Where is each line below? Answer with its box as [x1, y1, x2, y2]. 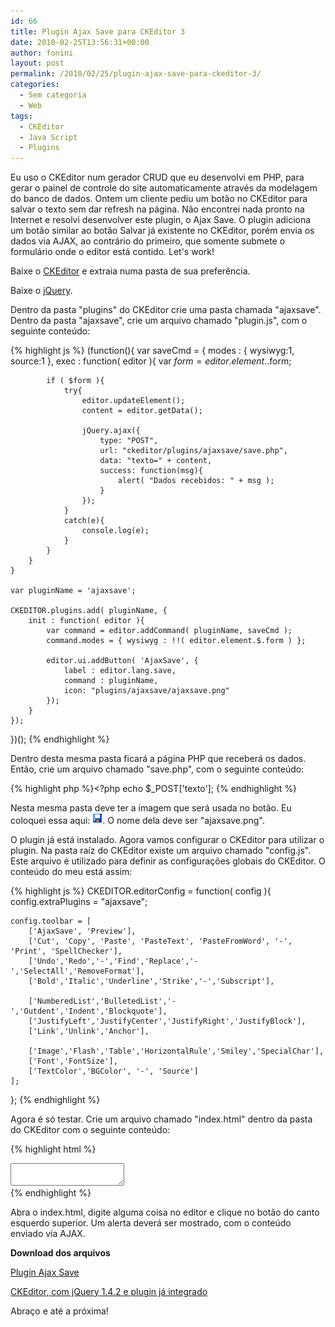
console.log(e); [81, 526, 150, 536]
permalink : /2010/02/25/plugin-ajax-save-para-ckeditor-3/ [10, 69, 262, 79]
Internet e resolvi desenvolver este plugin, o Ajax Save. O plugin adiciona [10, 214, 312, 226]
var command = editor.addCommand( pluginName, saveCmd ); [46, 626, 293, 636]
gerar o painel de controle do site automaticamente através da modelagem [10, 182, 318, 194]
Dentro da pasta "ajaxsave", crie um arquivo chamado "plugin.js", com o [10, 315, 308, 327]
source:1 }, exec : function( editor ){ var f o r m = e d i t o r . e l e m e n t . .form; [10, 355, 292, 367]
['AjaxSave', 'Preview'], [28, 926, 137, 937]
